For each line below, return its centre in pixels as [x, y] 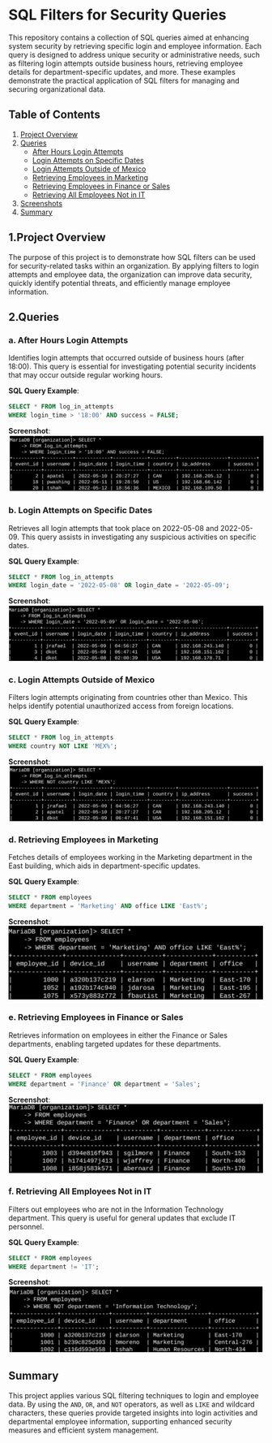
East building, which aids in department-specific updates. [104, 866]
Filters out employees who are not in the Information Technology [116, 1209]
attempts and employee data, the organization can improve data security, [130, 274]
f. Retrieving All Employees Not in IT [80, 1191]
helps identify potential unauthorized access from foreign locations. [121, 706]
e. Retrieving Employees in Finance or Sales [96, 1017]
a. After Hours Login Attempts [68, 340]
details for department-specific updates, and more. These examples [122, 71]
